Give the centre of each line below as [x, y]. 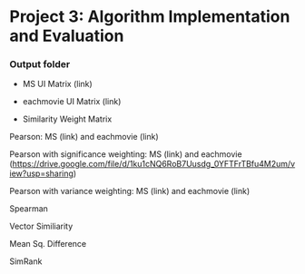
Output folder [40, 64]
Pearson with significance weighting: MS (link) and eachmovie [126, 154]
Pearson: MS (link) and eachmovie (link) [84, 137]
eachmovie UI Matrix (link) [72, 102]
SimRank [26, 261]
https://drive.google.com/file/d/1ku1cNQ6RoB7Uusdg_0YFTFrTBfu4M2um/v [154, 164]
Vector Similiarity [41, 226]
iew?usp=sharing [42, 173]
